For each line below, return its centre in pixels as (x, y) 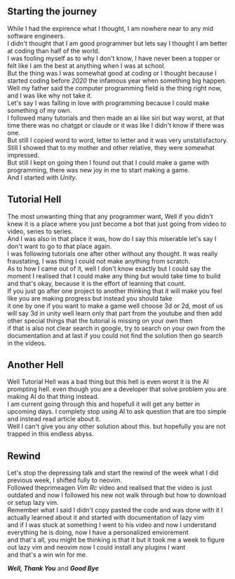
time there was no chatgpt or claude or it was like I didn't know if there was (116, 125)
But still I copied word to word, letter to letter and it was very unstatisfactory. (118, 140)
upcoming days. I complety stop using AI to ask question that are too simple (117, 411)
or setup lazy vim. (33, 503)
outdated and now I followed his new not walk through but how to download (117, 495)
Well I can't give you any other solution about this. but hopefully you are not (116, 426)
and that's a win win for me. (47, 555)
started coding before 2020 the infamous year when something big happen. (117, 81)
